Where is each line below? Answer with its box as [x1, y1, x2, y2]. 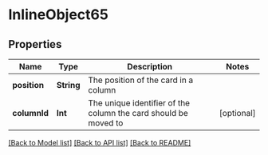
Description [127, 62, 173, 72]
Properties [8, 38, 62, 51]
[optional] [219, 108, 256, 118]
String [56, 80, 81, 90]
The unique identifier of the [88, 97, 190, 109]
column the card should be [88, 108, 189, 118]
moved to [88, 117, 124, 129]
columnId [12, 108, 49, 118]
